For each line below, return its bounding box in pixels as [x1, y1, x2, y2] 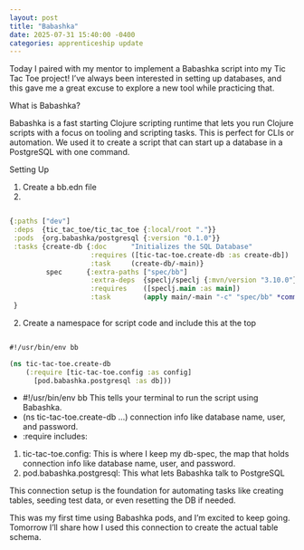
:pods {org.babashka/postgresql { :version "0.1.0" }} [13, 234, 221, 243]
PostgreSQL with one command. [9, 147, 130, 158]
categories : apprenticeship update [9, 38, 144, 48]
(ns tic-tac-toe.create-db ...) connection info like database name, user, [22, 411, 286, 422]
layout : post [9, 13, 59, 23]
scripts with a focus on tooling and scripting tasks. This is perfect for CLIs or [9, 128, 294, 139]
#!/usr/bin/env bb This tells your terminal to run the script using [22, 392, 259, 403]
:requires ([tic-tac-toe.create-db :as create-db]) [90, 250, 290, 259]
